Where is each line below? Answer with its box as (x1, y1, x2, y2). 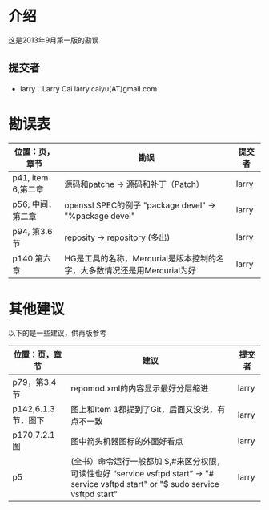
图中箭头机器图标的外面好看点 (70, 435, 183, 447)
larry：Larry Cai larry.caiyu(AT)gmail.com (19, 83, 158, 93)
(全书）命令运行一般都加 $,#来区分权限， (70, 455, 225, 467)
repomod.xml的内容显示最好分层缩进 (70, 382, 209, 394)
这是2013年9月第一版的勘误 (8, 35, 99, 45)
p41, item (12, 172, 49, 183)
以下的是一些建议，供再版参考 (8, 328, 106, 338)
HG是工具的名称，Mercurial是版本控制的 (64, 253, 216, 264)
